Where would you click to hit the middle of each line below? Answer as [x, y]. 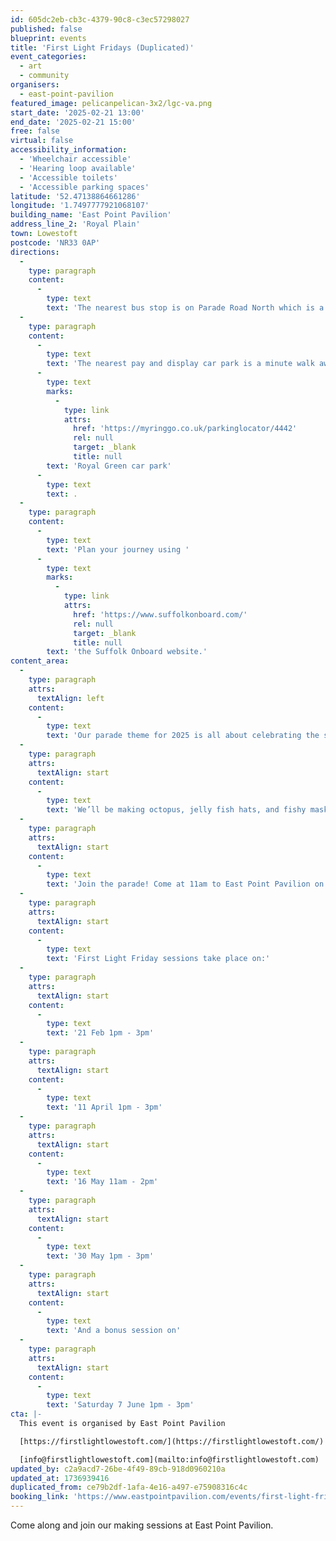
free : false [35, 131]
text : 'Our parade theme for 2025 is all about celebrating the [183, 736]
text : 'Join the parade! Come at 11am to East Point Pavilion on [185, 884]
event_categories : [48, 57]
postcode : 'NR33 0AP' [55, 242]
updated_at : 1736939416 [60, 1478]
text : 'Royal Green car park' [109, 466]
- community [44, 76]
